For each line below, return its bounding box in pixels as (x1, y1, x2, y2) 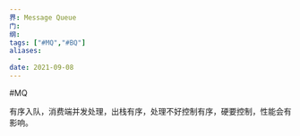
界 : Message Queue (9, 13, 77, 22)
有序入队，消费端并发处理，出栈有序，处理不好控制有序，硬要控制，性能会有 (9, 106, 292, 116)
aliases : (9, 47, 42, 55)
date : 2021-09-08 (9, 64, 74, 72)
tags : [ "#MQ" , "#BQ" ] (9, 38, 87, 47)
